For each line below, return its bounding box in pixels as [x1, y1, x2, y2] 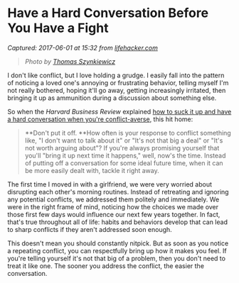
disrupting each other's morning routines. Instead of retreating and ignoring [7, 187, 229, 196]
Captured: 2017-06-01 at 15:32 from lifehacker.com [7, 43, 158, 52]
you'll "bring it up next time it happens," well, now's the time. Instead [24, 151, 226, 160]
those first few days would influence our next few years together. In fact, [7, 210, 221, 218]
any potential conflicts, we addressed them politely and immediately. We [7, 195, 220, 204]
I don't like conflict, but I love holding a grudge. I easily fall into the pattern [7, 71, 225, 79]
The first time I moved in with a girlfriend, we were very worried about [7, 179, 212, 189]
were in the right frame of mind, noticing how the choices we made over [7, 202, 219, 211]
